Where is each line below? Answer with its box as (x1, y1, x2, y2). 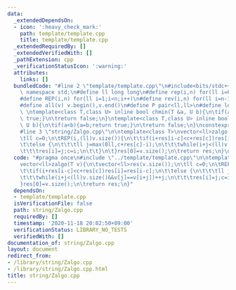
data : (7, 10, 23, 18)
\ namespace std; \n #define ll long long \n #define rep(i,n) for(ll (20, 89, 218, 96)
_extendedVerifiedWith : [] (13, 50, 93, 57)
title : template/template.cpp (20, 37, 109, 44)
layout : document (7, 246, 58, 253)
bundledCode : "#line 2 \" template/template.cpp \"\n (13, 82, 169, 89)
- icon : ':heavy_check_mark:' (13, 23, 102, 30)
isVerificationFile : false (13, 200, 93, 208)
